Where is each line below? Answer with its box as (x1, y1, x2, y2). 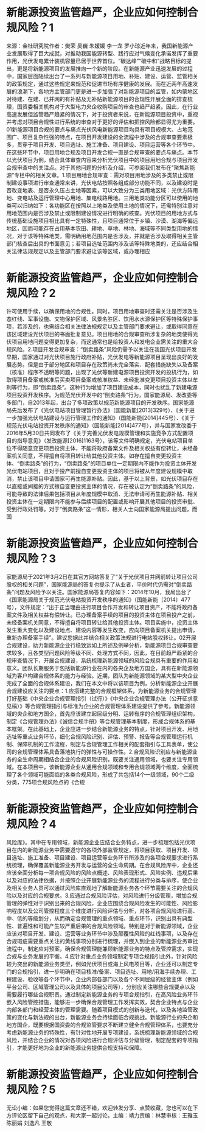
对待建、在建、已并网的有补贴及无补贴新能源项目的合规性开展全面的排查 (6, 95, 187, 102)
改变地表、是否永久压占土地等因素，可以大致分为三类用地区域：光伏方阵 (11, 186, 193, 194)
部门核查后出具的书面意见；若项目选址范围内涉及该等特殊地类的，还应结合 (6, 240, 193, 247)
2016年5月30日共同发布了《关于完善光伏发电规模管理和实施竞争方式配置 (6, 429, 189, 436)
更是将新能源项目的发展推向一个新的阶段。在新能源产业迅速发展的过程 (16, 65, 193, 72)
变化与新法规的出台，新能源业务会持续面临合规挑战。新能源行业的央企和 (16, 1013, 198, 1021)
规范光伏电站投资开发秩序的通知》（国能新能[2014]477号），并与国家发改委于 (6, 421, 198, 429)
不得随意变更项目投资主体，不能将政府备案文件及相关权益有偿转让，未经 (11, 444, 193, 452)
